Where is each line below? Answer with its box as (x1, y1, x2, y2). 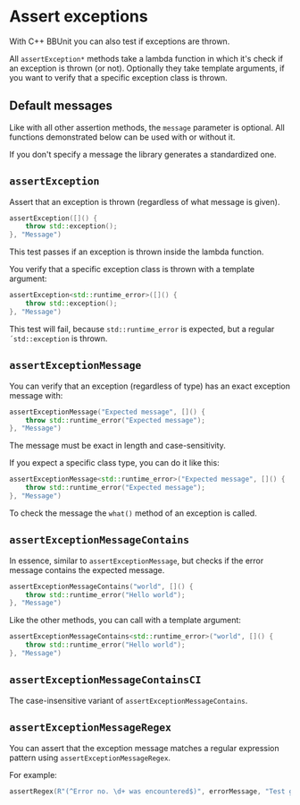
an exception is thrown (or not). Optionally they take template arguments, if (9, 63, 285, 73)
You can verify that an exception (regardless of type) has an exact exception (9, 381, 291, 391)
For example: (9, 769, 58, 780)
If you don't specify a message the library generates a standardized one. (9, 149, 277, 159)
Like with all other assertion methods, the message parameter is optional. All (9, 122, 286, 133)
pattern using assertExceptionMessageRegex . (9, 752, 171, 763)
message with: (9, 390, 63, 400)
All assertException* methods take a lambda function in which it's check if (9, 53, 284, 64)
